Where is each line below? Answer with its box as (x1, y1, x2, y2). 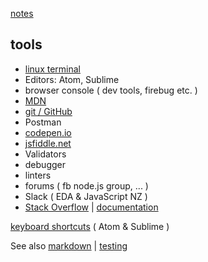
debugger (24, 158, 66, 170)
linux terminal (24, 63, 81, 75)
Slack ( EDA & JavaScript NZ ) (24, 190, 148, 202)
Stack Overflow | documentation (24, 201, 159, 213)
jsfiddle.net (24, 137, 72, 149)
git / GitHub (24, 105, 73, 117)
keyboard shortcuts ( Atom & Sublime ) (10, 220, 170, 232)
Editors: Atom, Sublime (24, 73, 120, 85)
